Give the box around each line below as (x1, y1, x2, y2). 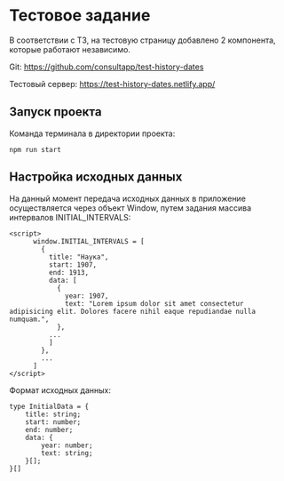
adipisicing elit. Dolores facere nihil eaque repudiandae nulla (9, 307, 256, 316)
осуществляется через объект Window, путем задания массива (9, 202, 251, 213)
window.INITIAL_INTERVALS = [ (32, 236, 145, 245)
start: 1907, (48, 260, 98, 269)
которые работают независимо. (9, 44, 131, 54)
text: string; (41, 448, 93, 458)
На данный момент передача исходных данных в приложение (9, 193, 247, 204)
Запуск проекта (9, 104, 102, 120)
